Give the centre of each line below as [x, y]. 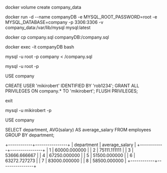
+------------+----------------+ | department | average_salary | [70, 145]
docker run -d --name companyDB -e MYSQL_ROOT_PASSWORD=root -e [81, 17]
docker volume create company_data [43, 7]
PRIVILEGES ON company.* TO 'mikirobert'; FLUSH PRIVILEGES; [72, 91]
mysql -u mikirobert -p [28, 110]
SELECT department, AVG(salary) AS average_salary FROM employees [78, 130]
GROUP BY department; [30, 135]
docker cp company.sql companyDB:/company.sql [57, 37]
